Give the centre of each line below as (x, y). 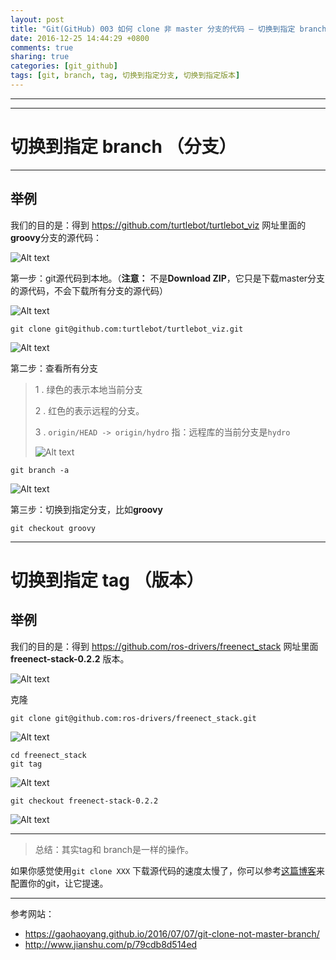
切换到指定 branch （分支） (123, 147)
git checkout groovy (53, 528)
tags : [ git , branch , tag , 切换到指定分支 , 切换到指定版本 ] (125, 76)
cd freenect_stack (48, 755)
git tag (26, 764)
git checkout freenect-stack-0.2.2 (84, 801)
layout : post (37, 19)
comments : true (42, 47)
